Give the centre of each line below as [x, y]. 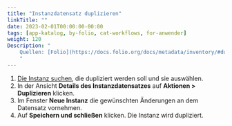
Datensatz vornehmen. [50, 107]
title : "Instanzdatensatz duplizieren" [65, 13]
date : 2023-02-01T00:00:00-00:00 [55, 26]
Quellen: [32, 53]
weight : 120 [24, 39]
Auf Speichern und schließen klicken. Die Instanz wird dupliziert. [110, 115]
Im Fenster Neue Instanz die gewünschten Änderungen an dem [108, 100]
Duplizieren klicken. [46, 93]
